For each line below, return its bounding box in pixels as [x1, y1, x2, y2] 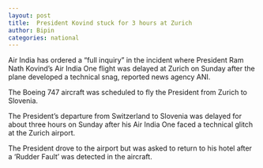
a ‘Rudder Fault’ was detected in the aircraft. [8, 152, 152, 162]
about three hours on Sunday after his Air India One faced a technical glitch [8, 120, 254, 129]
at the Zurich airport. [8, 128, 76, 138]
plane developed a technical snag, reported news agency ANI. [8, 72, 211, 82]
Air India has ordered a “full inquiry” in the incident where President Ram [8, 55, 244, 65]
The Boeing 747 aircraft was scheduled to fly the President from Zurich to [8, 88, 247, 97]
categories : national [8, 33, 80, 42]
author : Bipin [8, 26, 55, 34]
